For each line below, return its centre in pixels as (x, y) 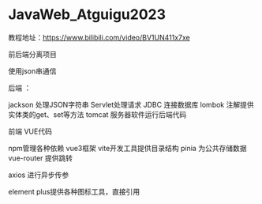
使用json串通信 (32, 71)
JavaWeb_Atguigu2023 (87, 15)
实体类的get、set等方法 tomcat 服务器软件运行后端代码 (97, 114)
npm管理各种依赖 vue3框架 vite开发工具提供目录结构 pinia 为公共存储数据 (127, 148)
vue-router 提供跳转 (41, 158)
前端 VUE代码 (30, 131)
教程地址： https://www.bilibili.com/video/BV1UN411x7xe (99, 37)
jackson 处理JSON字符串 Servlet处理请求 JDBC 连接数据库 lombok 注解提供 (131, 104)
